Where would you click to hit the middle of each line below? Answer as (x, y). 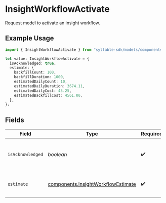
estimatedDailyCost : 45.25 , (43, 91)
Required (152, 134)
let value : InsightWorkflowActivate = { (47, 59)
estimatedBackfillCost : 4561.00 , (48, 95)
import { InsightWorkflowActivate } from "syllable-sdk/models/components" (85, 50)
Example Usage (30, 38)
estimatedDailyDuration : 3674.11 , (49, 86)
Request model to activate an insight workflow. (53, 23)
